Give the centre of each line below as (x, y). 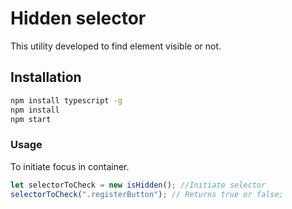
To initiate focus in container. (70, 166)
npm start (31, 119)
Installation (46, 77)
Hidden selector (78, 18)
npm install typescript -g (66, 100)
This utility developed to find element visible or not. (116, 46)
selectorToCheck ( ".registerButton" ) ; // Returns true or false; (147, 194)
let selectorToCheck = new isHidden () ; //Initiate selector (138, 185)
